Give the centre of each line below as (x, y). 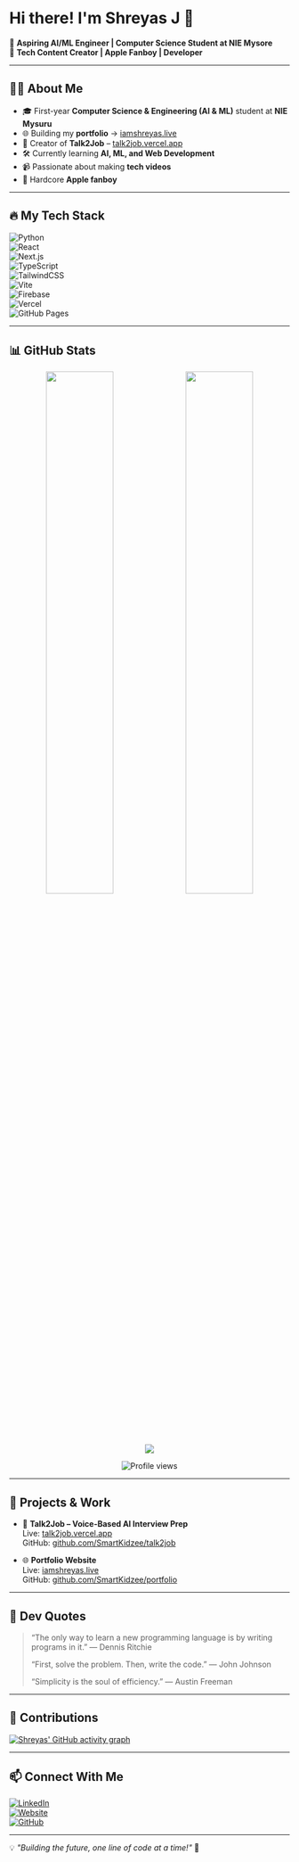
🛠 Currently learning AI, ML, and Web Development (118, 153)
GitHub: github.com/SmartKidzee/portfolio (100, 1580)
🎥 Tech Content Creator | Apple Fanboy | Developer (106, 52)
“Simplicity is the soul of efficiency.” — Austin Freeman (132, 1681)
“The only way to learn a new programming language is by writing (152, 1637)
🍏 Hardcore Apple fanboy (69, 179)
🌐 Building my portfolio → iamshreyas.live (99, 133)
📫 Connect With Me (67, 1777)
